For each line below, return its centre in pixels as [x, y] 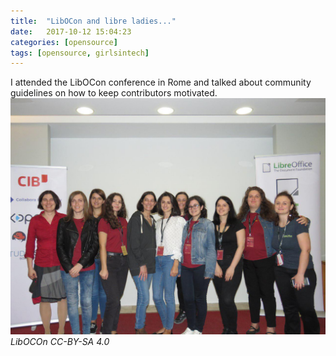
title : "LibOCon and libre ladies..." [93, 21]
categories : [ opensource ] [64, 42]
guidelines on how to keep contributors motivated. [114, 93]
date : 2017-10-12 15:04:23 [71, 31]
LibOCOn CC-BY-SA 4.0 [60, 342]
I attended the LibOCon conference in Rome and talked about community [161, 82]
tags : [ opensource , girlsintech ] [80, 53]
